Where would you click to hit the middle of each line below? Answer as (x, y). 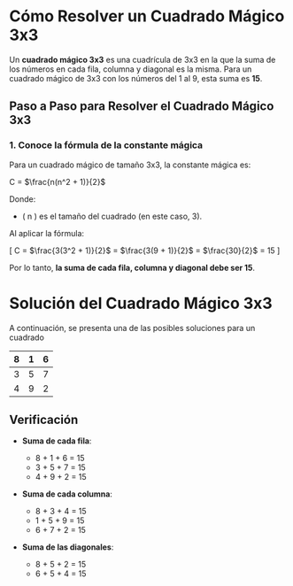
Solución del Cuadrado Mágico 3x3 (141, 303)
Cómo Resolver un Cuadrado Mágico (147, 16)
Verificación (44, 419)
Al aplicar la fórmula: (47, 233)
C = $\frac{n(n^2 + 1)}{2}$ (58, 181)
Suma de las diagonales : (68, 547)
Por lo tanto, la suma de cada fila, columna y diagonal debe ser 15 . (132, 267)
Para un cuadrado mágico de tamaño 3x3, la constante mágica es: (130, 165)
